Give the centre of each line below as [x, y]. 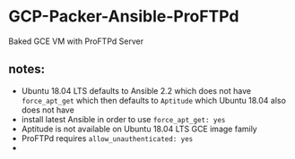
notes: [27, 69]
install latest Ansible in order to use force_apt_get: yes [123, 119]
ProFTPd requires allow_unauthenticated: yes [107, 138]
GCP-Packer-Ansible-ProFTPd [124, 17]
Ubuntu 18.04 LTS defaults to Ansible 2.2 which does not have [136, 90]
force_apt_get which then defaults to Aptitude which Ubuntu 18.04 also [153, 100]
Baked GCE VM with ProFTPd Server [76, 41]
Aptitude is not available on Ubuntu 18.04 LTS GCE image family [139, 129]
